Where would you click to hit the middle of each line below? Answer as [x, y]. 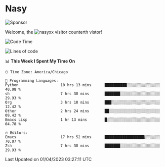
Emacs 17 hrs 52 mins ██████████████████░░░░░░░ [83, 137]
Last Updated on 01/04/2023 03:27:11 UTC [48, 159]
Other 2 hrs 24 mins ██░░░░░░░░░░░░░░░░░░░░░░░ [83, 111]
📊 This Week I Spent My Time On [40, 61]
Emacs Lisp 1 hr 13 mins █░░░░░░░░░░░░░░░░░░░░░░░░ [83, 119]
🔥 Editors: [17, 133]
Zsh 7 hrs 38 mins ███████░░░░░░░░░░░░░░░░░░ [83, 146]
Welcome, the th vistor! [54, 32]
